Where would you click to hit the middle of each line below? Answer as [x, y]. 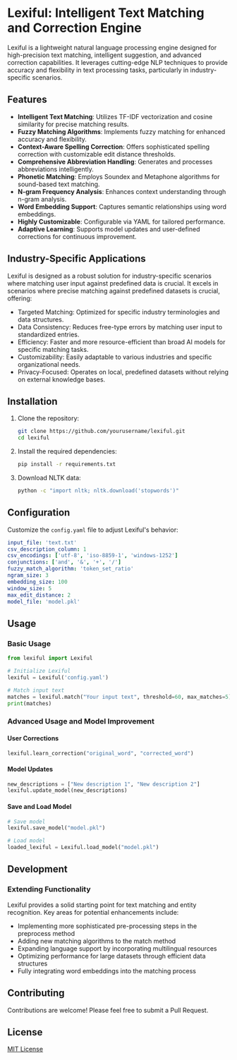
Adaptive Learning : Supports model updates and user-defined [109, 229]
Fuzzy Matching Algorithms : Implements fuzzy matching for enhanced [121, 131]
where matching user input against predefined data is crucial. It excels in [113, 283]
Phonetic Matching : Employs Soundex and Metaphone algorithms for [119, 176]
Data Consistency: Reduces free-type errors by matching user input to [120, 327]
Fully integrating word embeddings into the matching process [107, 970]
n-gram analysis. [42, 199]
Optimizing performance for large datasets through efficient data [111, 956]
